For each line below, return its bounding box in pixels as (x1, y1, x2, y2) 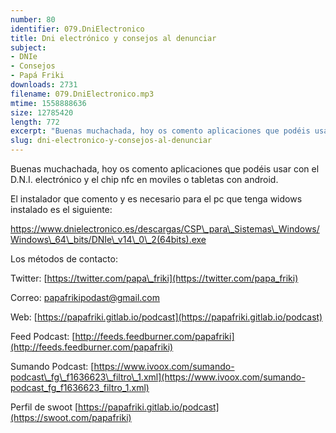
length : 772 (10, 117, 60, 127)
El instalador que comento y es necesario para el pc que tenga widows (10, 193, 303, 205)
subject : (10, 42, 47, 53)
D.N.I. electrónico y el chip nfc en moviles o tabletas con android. (10, 174, 279, 185)
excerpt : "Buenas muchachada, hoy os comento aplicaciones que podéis (10, 126, 311, 136)
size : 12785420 (10, 107, 74, 118)
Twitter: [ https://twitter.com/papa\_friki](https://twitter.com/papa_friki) (10, 272, 299, 284)
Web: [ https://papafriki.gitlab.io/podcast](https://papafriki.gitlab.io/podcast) (10, 311, 323, 323)
